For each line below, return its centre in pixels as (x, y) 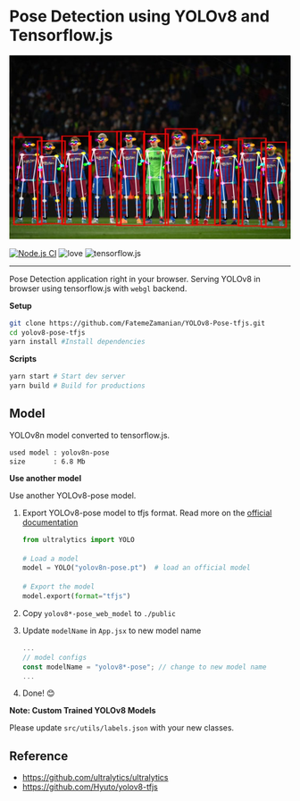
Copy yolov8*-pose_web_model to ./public (99, 613)
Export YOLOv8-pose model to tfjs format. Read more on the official (147, 513)
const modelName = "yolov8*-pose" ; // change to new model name (144, 667)
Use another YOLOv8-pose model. (73, 495)
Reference (39, 756)
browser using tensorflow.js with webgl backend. (98, 288)
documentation (50, 522)
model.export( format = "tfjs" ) (76, 597)
